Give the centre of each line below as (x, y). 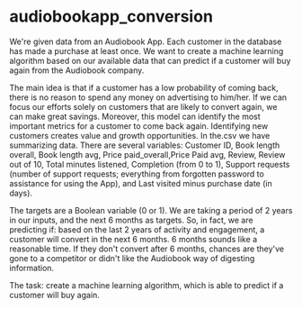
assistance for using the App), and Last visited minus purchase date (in (141, 183)
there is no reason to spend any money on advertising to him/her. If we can (148, 97)
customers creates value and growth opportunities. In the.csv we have (140, 135)
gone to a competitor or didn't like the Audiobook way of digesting (132, 258)
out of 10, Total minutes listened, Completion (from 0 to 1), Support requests (150, 164)
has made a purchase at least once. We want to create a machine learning (147, 50)
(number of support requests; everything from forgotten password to (137, 174)
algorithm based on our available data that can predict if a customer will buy (150, 60)
